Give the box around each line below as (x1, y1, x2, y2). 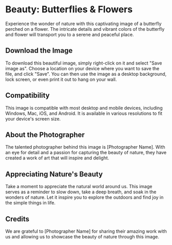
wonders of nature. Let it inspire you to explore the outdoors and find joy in (5, 194, 164, 200)
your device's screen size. (5, 115, 61, 121)
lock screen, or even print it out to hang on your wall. (5, 76, 117, 83)
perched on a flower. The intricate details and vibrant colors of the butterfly (5, 26, 165, 32)
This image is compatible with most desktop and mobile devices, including (5, 105, 163, 111)
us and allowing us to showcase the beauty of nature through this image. (5, 234, 160, 239)
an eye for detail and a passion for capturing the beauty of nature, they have (5, 150, 167, 156)
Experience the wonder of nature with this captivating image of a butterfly (5, 21, 162, 27)
